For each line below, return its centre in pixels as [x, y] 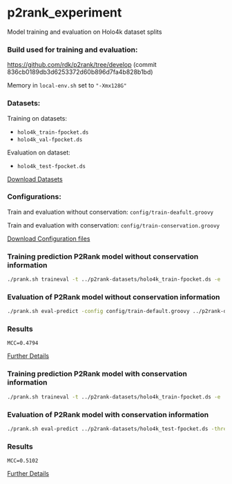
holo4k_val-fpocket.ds [50, 139]
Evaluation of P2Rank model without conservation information [114, 296]
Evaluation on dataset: [39, 152]
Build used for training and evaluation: [72, 50]
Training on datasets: [37, 118]
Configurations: [35, 196]
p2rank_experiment [65, 13]
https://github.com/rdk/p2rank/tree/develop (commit [82, 65]
